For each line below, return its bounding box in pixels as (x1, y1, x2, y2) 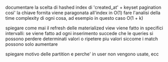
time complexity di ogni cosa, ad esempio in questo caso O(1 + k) (5, 15, 144, 21)
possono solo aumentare (5, 41, 58, 47)
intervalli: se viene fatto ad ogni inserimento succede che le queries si (5, 30, 153, 36)
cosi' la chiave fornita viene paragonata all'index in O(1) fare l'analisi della (5, 10, 161, 16)
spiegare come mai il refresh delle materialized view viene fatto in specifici (5, 25, 163, 31)
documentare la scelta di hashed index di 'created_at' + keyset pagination (5, 5, 162, 10)
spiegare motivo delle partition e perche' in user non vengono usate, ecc (5, 51, 159, 57)
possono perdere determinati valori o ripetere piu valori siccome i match (5, 36, 158, 42)
